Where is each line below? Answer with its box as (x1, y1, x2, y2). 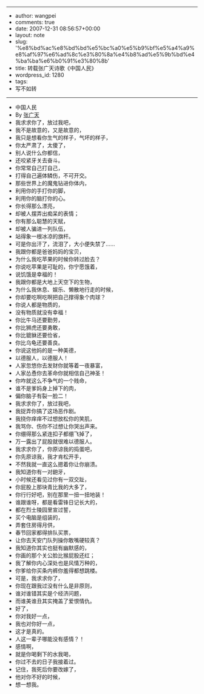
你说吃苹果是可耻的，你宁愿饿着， (15, 263, 101, 270)
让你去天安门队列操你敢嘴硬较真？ (15, 537, 101, 544)
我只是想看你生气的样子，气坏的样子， (15, 134, 111, 141)
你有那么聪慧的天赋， (15, 218, 69, 225)
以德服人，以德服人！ (15, 354, 69, 362)
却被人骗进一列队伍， (15, 225, 69, 232)
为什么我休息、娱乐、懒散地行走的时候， (15, 286, 117, 293)
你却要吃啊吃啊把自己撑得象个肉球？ (15, 294, 106, 301)
